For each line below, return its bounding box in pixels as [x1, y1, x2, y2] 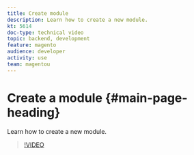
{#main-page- [105, 90, 188, 106]
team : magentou [7, 61, 51, 68]
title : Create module [7, 10, 69, 17]
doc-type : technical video [7, 29, 84, 36]
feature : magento [7, 42, 57, 48]
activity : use [7, 55, 48, 61]
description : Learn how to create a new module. [7, 16, 148, 23]
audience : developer [7, 48, 66, 55]
